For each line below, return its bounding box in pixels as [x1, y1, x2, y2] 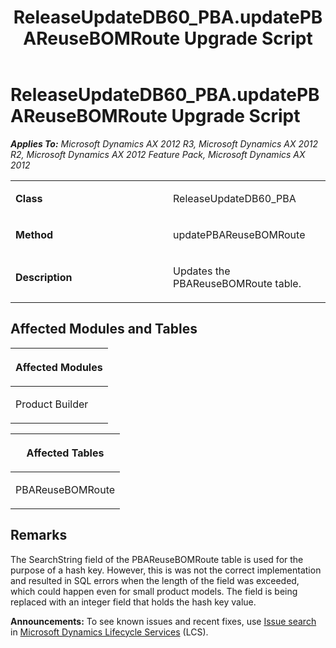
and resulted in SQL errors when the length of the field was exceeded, [10, 574, 300, 586]
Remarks [10, 527, 68, 544]
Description [15, 270, 73, 284]
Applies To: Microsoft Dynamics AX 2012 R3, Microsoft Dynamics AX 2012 [10, 137, 319, 150]
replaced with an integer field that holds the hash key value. [10, 596, 257, 608]
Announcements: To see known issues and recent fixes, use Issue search [10, 615, 317, 627]
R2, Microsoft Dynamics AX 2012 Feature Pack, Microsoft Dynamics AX [10, 148, 306, 160]
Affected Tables [26, 446, 105, 460]
